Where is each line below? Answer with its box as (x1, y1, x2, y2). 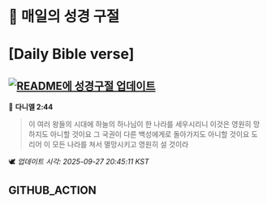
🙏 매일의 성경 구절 (8, 7, 120, 26)
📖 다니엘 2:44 (8, 102, 54, 112)
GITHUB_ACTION (8, 183, 97, 197)
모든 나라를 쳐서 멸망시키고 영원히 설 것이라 (52, 139, 189, 150)
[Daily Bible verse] (8, 45, 135, 63)
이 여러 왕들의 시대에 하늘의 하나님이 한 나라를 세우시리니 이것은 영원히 (28, 119, 252, 130)
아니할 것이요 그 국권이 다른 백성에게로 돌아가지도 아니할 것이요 (50, 130, 250, 139)
